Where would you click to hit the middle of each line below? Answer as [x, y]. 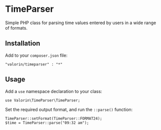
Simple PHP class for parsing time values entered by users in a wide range [81, 23]
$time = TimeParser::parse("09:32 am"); [47, 123]
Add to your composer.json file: [36, 55]
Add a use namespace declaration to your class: [54, 91]
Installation [23, 44]
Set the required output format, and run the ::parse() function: [69, 109]
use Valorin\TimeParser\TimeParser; [43, 100]
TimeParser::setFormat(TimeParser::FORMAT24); [54, 118]
